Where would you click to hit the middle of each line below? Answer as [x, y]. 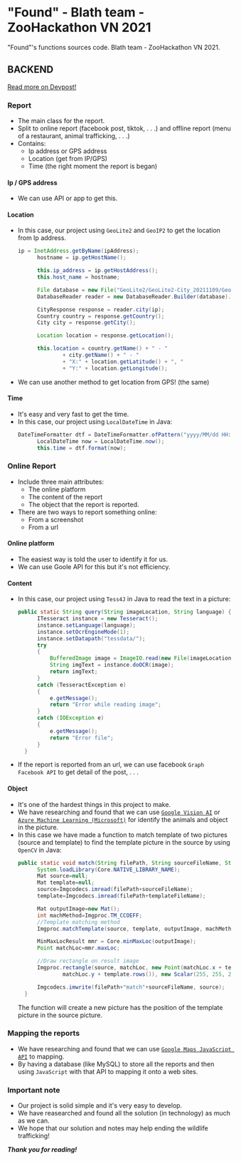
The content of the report [65, 496]
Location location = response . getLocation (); [105, 335]
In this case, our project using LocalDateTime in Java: [95, 422]
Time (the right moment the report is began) [93, 166]
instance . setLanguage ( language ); [86, 625]
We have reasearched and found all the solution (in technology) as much [124, 1113]
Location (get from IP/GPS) [68, 159]
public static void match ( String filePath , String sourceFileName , [120, 863]
